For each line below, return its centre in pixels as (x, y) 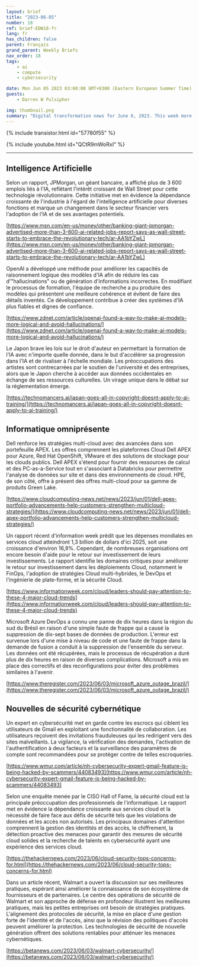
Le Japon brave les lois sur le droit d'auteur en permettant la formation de (96, 348)
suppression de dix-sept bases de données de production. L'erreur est (92, 634)
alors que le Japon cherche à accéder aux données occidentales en (89, 374)
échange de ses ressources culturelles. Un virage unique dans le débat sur (98, 380)
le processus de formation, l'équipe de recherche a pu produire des (89, 288)
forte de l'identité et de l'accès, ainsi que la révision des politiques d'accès (97, 920)
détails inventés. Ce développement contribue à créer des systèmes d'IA (95, 300)
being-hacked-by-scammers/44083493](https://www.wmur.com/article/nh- (99, 772)
